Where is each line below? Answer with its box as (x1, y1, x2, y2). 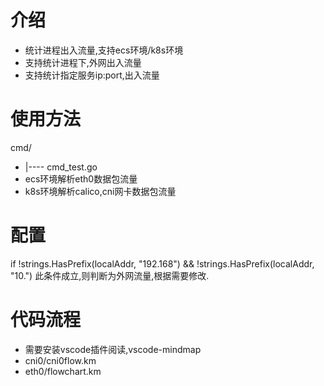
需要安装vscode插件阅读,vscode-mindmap (24, 343, 202, 355)
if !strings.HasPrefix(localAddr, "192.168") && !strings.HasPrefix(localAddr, (10, 257, 315, 270)
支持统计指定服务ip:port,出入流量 (24, 69, 160, 81)
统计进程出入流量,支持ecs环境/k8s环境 (24, 44, 184, 56)
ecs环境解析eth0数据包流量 (24, 172, 138, 185)
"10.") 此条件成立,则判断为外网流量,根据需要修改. (10, 269, 210, 281)
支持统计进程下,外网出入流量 (24, 56, 142, 68)
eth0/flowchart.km (24, 365, 102, 377)
